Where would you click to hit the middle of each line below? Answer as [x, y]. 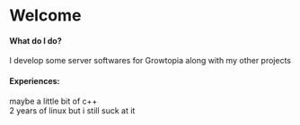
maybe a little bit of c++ [53, 101]
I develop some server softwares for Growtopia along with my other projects [150, 61]
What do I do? [36, 40]
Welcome [45, 16]
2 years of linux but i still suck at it [72, 110]
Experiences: [35, 80]
